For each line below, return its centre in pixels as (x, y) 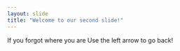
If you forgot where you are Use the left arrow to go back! (90, 40)
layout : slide (28, 14)
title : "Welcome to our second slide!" (65, 20)
